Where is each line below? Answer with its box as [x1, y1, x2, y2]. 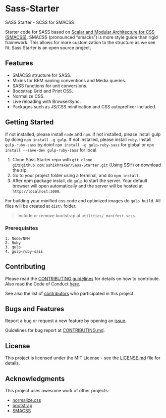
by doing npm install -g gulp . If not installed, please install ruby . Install [5, 137, 152, 142]
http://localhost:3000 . [12, 188, 61, 194]
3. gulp [5, 244, 21, 250]
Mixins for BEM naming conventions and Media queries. [12, 77, 126, 83]
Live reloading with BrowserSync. [12, 98, 81, 104]
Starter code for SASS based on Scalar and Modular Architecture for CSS [5, 29, 155, 35]
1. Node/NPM [5, 236, 30, 241]
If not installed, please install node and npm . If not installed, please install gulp [5, 131, 161, 137]
